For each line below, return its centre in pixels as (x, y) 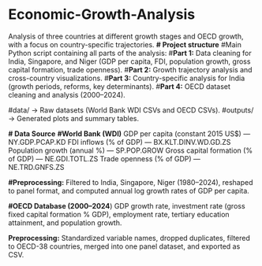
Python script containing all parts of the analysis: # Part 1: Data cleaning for (130, 53)
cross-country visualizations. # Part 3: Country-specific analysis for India (127, 78)
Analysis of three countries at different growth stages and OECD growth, (126, 36)
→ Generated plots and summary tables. (74, 118)
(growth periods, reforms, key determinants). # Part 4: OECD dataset (120, 86)
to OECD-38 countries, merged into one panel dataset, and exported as (124, 246)
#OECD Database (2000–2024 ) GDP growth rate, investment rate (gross (127, 205)
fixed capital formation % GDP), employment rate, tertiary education (119, 214)
